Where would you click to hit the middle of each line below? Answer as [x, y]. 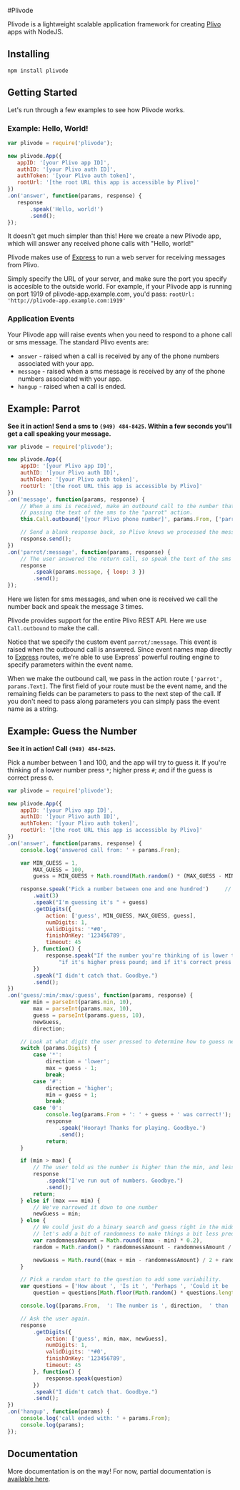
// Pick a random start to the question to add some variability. [121, 1280]
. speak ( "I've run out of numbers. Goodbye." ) [114, 1181]
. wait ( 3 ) [46, 896]
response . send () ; [46, 539]
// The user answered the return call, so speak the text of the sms [126, 559]
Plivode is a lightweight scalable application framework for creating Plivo [114, 24]
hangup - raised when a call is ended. [72, 386]
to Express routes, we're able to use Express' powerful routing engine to [114, 657]
